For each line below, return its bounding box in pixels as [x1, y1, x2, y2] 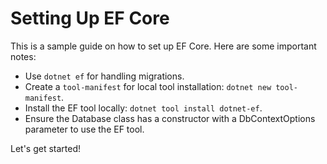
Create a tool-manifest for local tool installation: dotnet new [24, 80, 272, 92]
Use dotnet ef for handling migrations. [24, 70, 185, 82]
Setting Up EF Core [10, 7, 170, 30]
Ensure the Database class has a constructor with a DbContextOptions [24, 112, 316, 124]
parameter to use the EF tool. [24, 123, 145, 135]
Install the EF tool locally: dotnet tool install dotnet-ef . [24, 102, 263, 114]
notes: [10, 50, 37, 62]
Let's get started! [10, 142, 82, 154]
